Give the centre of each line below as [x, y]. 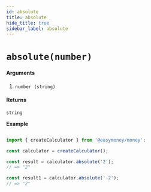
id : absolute [22, 12]
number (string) [35, 87]
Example [17, 124]
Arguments [21, 73]
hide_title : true [28, 23]
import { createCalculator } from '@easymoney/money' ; [76, 140]
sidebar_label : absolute [37, 28]
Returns [16, 100]
